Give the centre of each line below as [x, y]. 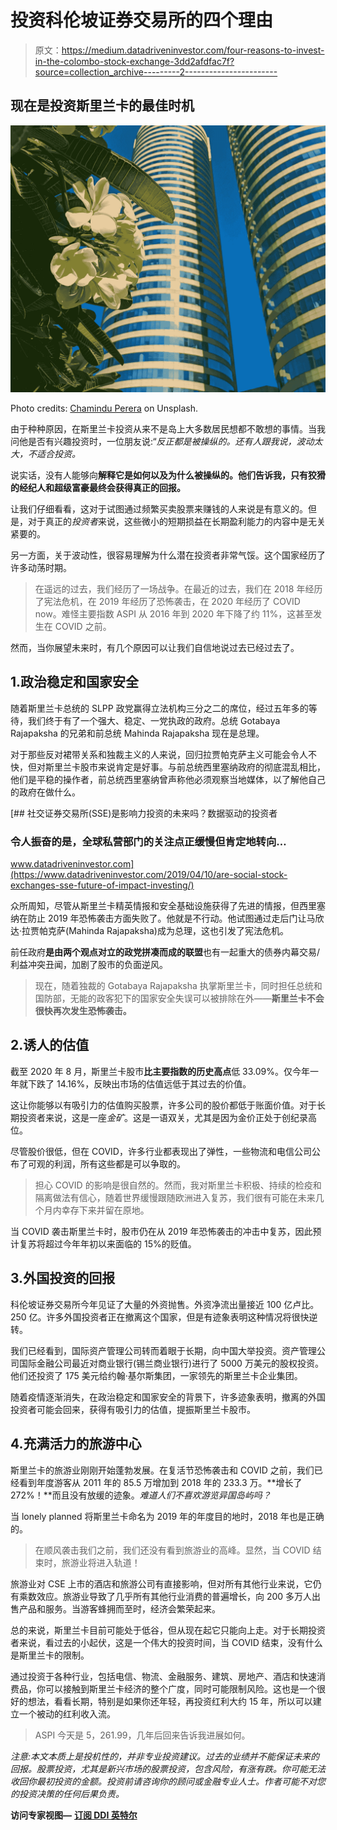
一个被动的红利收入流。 [67, 1713]
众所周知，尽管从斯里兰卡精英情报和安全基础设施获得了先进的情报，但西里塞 [168, 906]
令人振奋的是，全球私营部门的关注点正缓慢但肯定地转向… [148, 841]
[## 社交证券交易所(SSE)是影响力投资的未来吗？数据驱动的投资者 [144, 813]
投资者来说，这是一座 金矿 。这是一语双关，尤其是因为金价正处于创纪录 [163, 1117]
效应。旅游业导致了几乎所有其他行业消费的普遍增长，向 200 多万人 [174, 1596]
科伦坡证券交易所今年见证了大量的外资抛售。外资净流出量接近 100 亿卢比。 [165, 1304]
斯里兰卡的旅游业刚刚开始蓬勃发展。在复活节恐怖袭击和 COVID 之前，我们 [162, 1470]
